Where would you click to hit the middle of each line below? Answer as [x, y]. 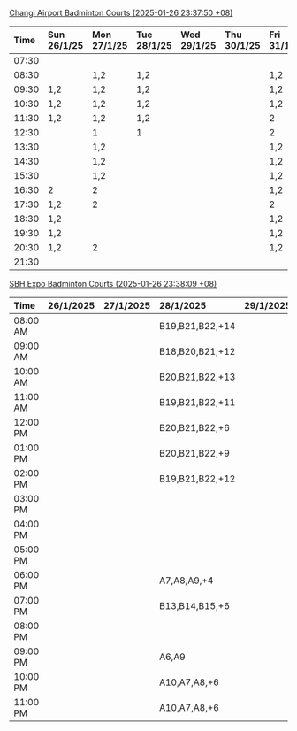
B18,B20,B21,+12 [197, 351]
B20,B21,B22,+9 [194, 453]
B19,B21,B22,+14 [197, 326]
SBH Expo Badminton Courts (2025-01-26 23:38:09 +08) [113, 284]
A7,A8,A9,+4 [186, 581]
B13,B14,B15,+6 [194, 606]
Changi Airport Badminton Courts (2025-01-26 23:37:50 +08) [121, 13]
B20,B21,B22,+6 [194, 428]
